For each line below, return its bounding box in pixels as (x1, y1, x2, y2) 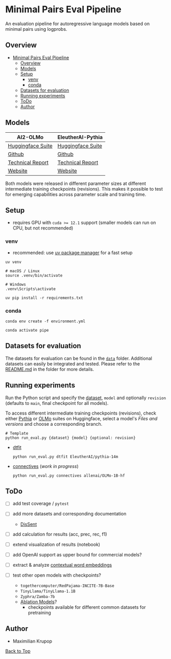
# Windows (5, 282, 27, 287)
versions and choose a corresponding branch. (5, 421, 103, 427)
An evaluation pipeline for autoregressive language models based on (5, 20, 150, 27)
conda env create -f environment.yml (5, 319, 86, 324)
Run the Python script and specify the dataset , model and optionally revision (5, 395, 166, 401)
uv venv (5, 259, 22, 264)
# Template (5, 430, 29, 436)
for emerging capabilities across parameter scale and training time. (5, 191, 146, 197)
